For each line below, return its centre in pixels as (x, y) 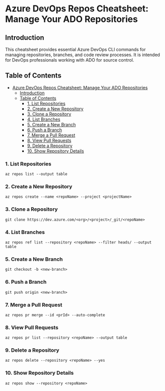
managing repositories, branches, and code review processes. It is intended (82, 55)
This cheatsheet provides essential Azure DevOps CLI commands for (76, 49)
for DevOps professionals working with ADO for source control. (70, 60)
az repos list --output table (36, 174)
